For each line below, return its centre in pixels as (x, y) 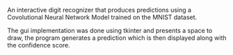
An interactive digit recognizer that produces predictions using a (99, 10)
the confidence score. (39, 45)
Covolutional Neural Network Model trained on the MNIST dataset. (102, 17)
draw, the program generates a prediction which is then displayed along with (117, 38)
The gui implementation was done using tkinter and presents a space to (110, 31)
